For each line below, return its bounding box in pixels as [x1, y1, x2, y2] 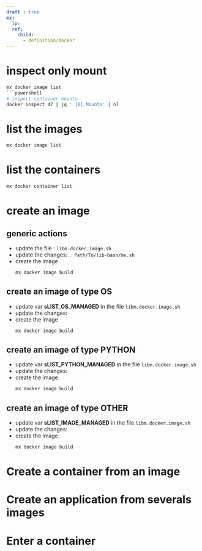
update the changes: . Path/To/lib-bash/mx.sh [15, 251, 135, 258]
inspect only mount [6, 64, 107, 78]
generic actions [6, 228, 67, 239]
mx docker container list [6, 183, 72, 190]
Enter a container [6, 534, 96, 548]
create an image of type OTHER [6, 403, 129, 413]
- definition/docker [22, 37, 75, 44]
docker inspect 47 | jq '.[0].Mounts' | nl [6, 101, 119, 107]
